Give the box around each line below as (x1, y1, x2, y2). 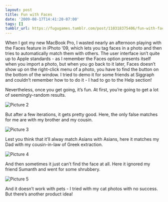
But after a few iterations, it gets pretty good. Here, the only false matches (5, 111, 158, 118)
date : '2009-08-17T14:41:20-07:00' (5, 17, 79, 22)
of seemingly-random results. (5, 92, 66, 98)
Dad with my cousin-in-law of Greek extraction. (5, 141, 103, 148)
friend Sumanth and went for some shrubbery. (5, 166, 100, 172)
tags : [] (5, 21, 23, 27)
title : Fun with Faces (5, 12, 52, 17)
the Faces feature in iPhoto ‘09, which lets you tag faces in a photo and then (5, 45, 162, 51)
